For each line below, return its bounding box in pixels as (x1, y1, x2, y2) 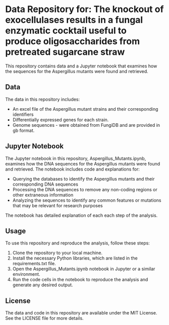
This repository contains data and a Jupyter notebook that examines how (5, 63, 157, 69)
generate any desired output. (12, 282, 73, 288)
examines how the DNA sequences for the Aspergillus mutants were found (5, 160, 160, 167)
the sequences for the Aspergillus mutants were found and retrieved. (5, 68, 149, 74)
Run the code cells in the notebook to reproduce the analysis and (12, 277, 148, 283)
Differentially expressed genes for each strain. (12, 117, 109, 123)
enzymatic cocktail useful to (5, 25, 127, 36)
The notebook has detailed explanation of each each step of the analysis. (5, 212, 158, 218)
